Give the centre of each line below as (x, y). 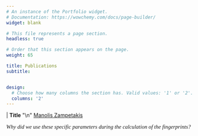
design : (16, 87)
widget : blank (24, 23)
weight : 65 (20, 55)
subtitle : (18, 71)
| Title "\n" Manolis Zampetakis (45, 115)
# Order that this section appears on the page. (68, 50)
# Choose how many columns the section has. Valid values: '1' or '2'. (103, 93)
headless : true (25, 39)
